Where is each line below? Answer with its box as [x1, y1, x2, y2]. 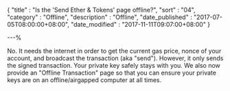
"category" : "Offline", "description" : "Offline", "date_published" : [7, 13, 192, 21]
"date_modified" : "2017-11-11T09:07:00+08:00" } [71, 21, 211, 28]
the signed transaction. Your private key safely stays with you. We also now [7, 62, 221, 69]
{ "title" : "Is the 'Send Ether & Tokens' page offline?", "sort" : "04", [7, 6, 196, 14]
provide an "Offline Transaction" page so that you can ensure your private [7, 68, 216, 77]
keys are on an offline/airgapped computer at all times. [7, 76, 162, 84]
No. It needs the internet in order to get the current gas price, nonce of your [7, 47, 222, 55]
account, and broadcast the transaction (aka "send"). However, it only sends [7, 54, 224, 62]
